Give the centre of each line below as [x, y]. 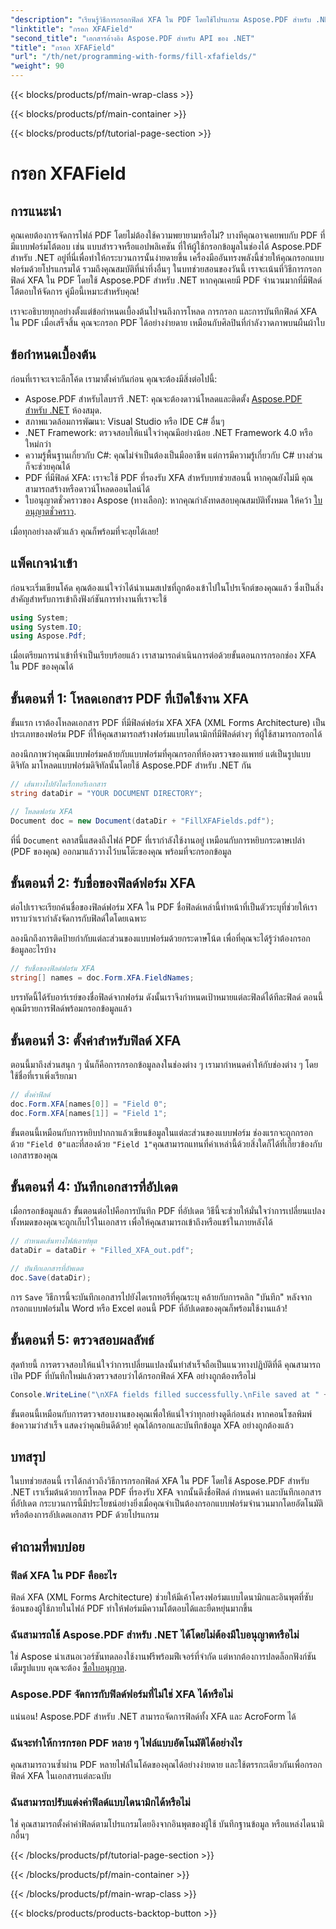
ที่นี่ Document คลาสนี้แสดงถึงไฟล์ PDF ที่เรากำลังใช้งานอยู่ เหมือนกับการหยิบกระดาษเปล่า [157, 840]
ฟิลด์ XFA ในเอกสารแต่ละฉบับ [61, 1775]
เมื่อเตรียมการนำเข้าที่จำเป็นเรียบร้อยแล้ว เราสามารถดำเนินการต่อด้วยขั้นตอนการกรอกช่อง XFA [163, 655]
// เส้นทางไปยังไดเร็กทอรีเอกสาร [58, 784]
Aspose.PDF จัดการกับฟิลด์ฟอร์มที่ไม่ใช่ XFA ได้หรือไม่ [121, 1694]
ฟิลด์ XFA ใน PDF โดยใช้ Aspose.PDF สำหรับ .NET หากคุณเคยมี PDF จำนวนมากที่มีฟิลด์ [166, 280]
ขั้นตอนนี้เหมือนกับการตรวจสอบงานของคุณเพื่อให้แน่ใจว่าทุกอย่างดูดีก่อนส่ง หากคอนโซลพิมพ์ [161, 1413]
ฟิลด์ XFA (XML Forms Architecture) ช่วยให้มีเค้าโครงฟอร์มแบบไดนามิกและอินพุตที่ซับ [162, 1597]
